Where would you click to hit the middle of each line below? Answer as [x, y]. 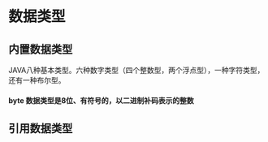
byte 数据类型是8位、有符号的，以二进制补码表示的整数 [101, 100]
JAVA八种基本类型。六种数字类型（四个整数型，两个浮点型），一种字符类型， [136, 70]
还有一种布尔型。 [37, 80]
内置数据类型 [41, 49]
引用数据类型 [41, 128]
